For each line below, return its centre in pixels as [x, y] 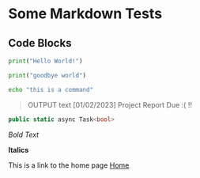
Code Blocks [40, 43]
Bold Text [24, 134]
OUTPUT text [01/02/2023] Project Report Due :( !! [109, 104]
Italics [19, 150]
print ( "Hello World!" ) [45, 61]
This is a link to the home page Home [69, 165]
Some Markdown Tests [85, 14]
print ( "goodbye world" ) [47, 75]
